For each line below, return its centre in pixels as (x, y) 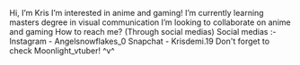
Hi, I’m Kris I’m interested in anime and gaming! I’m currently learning (137, 13)
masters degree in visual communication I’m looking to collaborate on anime (150, 22)
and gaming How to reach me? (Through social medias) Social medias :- (143, 32)
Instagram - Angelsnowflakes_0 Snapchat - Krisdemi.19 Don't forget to (140, 41)
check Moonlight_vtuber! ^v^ (62, 51)
